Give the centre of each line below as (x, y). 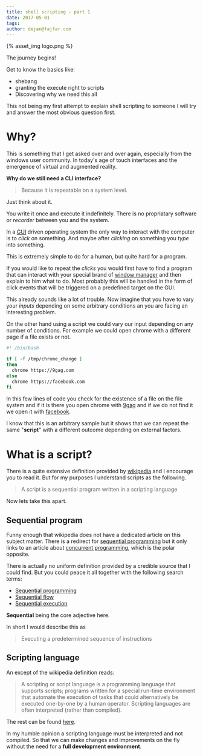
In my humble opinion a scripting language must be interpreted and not (95, 733)
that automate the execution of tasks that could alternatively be (100, 697)
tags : (13, 23)
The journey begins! (31, 58)
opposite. (18, 554)
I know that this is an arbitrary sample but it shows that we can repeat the (98, 424)
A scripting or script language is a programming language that (98, 684)
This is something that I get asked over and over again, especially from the (99, 154)
